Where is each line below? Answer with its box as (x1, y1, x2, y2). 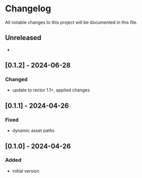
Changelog (5, 3, 51, 14)
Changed (5, 76, 28, 83)
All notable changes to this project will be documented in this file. (5, 19, 138, 25)
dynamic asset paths (12, 128, 55, 133)
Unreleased (5, 34, 42, 42)
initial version (12, 168, 39, 174)
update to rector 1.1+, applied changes (12, 87, 90, 93)
